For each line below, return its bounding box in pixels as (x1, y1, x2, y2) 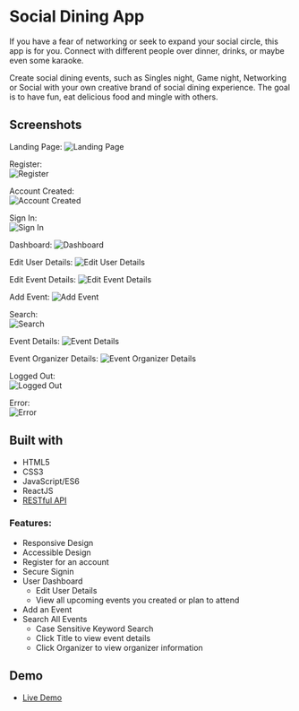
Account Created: (9, 186, 74, 196)
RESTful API (21, 495, 67, 506)
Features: (9, 517, 52, 530)
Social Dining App (9, 6, 145, 27)
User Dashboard (21, 576, 83, 586)
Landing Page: (9, 141, 63, 152)
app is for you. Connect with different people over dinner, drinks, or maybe (9, 45, 285, 56)
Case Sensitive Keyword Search (35, 623, 154, 634)
